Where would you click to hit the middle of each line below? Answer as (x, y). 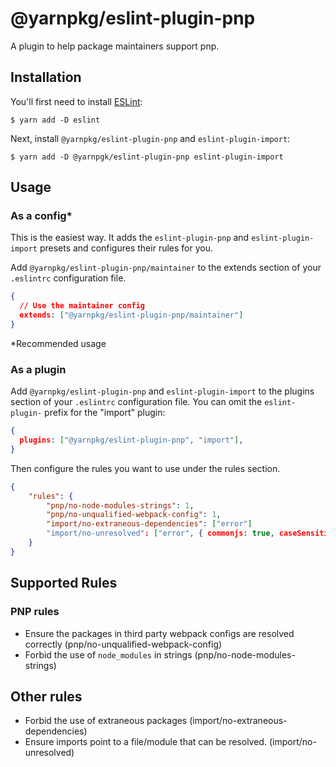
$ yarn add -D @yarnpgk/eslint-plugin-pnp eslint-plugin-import (147, 157)
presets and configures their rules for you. (126, 248)
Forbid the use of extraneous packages (106, 721)
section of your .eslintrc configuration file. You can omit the (136, 402)
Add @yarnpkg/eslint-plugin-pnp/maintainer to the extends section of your (166, 268)
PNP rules (35, 612)
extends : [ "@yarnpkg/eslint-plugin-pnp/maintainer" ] (131, 315)
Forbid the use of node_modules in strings (108, 654)
